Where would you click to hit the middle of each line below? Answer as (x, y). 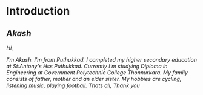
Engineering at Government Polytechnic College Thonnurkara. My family (97, 73)
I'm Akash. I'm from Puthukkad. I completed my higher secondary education (101, 60)
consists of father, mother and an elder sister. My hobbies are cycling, (94, 79)
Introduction (38, 11)
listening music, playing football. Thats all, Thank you (73, 85)
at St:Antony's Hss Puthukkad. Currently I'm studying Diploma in (87, 66)
